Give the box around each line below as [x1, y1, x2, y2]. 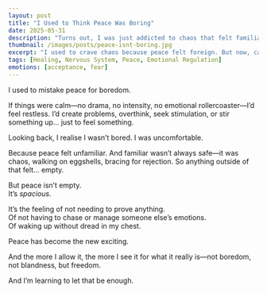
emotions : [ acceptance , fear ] [8, 64, 109, 71]
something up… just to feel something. [8, 117, 134, 127]
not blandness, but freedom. [8, 260, 102, 270]
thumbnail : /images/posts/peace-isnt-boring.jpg [8, 41, 172, 49]
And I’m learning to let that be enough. [8, 276, 134, 285]
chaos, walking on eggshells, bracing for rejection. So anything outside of [8, 156, 250, 166]
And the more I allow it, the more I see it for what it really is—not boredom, [8, 252, 252, 261]
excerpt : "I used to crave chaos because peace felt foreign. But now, [8, 48, 250, 56]
